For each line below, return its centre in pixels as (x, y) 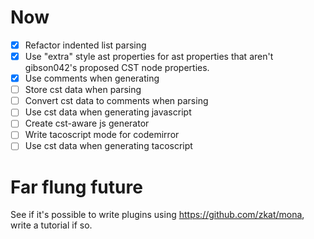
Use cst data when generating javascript (108, 112)
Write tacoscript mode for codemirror (102, 135)
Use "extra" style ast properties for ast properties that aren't (149, 56)
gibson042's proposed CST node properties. (117, 68)
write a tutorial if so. (51, 225)
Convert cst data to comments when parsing (116, 101)
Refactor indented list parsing (85, 45)
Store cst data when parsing (83, 90)
